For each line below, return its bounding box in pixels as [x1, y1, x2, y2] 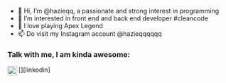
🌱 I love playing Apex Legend [17, 22, 103, 30]
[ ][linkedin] [18, 65, 51, 74]
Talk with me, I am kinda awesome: [7, 49, 130, 59]
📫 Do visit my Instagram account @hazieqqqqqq [17, 30, 162, 38]
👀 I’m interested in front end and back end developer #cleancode [17, 14, 208, 23]
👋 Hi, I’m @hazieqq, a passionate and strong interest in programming [17, 7, 219, 15]
